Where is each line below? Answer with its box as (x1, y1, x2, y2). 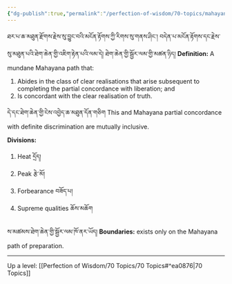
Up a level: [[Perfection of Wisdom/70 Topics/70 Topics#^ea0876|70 (7, 261, 202, 269)
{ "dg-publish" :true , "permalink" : (7, 10, 104, 17)
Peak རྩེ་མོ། (17, 169, 46, 178)
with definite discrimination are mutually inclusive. (7, 122, 150, 131)
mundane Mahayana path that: (7, 64, 95, 72)
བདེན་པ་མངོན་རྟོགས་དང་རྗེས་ (159, 32, 221, 40)
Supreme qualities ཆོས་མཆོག (17, 204, 93, 212)
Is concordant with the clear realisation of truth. (17, 91, 153, 100)
